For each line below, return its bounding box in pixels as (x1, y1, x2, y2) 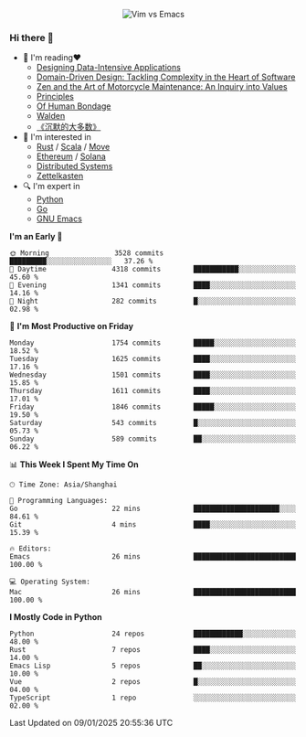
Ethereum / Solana (36, 151, 107, 162)
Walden (36, 111, 66, 122)
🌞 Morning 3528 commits (9, 249, 164, 258)
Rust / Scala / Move (36, 142, 111, 153)
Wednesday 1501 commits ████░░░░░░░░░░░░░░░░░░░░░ (9, 370, 297, 379)
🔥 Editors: (9, 544, 52, 553)
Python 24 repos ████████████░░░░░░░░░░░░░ (9, 629, 297, 639)
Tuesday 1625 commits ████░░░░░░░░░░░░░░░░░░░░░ (9, 355, 297, 364)
